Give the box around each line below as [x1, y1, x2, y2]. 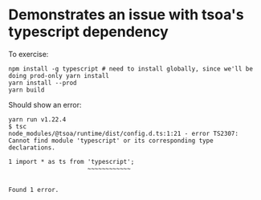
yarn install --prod [8, 79, 78, 87]
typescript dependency [8, 22, 169, 41]
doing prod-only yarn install [8, 71, 110, 80]
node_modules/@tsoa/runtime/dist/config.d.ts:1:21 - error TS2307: [8, 129, 239, 137]
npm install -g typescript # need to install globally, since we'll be [8, 64, 253, 73]
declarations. [8, 143, 56, 152]
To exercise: [8, 49, 49, 59]
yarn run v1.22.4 [8, 115, 67, 124]
